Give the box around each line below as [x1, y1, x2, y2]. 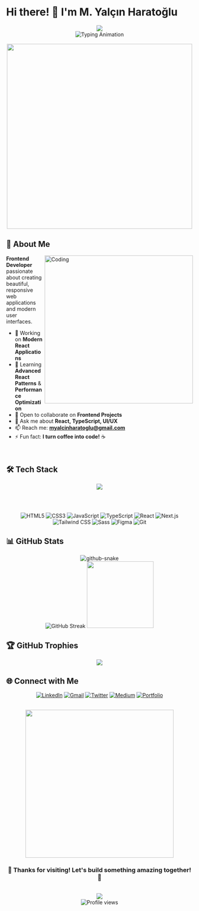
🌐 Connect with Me [6, 676, 79, 686]
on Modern [14, 336, 43, 343]
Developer [6, 261, 33, 268]
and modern [6, 305, 36, 313]
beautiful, [6, 280, 30, 287]
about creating [6, 273, 42, 281]
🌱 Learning [14, 360, 42, 368]
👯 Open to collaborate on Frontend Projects [14, 411, 123, 418]
